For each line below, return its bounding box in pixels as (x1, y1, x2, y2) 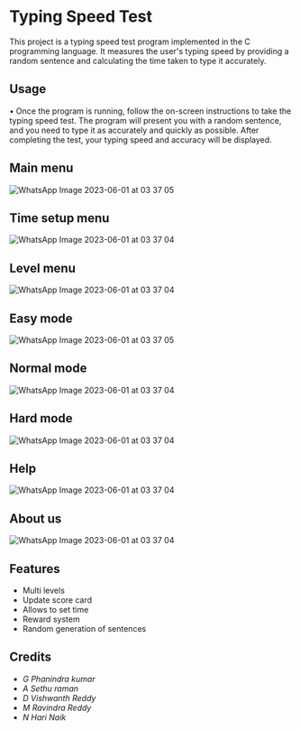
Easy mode (9, 310, 74, 326)
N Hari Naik (22, 711, 67, 723)
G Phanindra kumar (22, 673, 96, 684)
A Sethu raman (22, 683, 79, 694)
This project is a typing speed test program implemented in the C (9, 36, 250, 47)
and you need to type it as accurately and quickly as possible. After (9, 125, 259, 135)
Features (9, 561, 60, 577)
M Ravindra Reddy (22, 702, 92, 713)
